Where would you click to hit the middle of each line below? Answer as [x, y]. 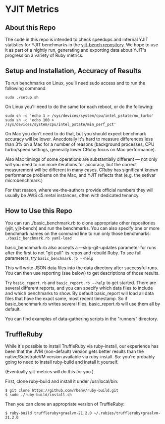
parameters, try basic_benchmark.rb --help [49, 258]
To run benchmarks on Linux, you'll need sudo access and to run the [75, 83]
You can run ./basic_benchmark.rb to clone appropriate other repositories [80, 223]
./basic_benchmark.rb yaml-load [38, 238]
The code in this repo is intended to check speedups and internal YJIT [77, 39]
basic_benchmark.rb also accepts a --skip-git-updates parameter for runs [81, 247]
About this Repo [30, 28]
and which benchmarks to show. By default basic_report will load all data [80, 293]
